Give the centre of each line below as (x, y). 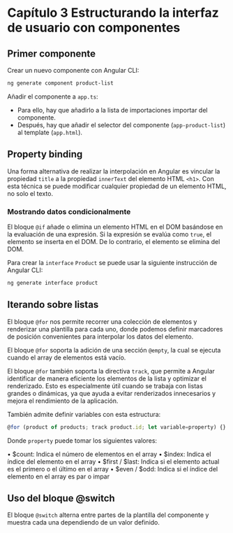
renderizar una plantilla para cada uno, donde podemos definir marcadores (115, 329)
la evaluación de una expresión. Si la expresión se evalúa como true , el (109, 234)
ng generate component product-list (60, 83)
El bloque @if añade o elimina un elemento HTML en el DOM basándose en (115, 227)
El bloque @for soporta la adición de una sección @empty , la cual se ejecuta (114, 350)
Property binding (45, 154)
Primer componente (52, 54)
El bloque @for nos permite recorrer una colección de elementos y (102, 321)
